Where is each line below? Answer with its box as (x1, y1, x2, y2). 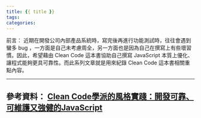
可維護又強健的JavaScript (6, 103, 103, 113)
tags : (6, 14, 20, 20)
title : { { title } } (6, 8, 55, 15)
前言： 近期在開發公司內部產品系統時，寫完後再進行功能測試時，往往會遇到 (6, 37, 191, 44)
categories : (6, 20, 36, 26)
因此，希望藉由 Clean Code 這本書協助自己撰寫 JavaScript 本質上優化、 (16, 52, 193, 59)
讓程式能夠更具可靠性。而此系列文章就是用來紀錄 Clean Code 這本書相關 (6, 59, 185, 66)
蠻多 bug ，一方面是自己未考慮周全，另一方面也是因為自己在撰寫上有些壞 (6, 44, 187, 51)
